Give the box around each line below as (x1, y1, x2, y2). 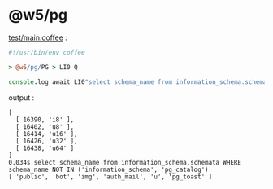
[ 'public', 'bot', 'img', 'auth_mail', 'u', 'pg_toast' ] (8, 173, 213, 181)
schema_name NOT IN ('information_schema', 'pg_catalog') (8, 165, 209, 174)
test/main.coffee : (8, 33, 67, 42)
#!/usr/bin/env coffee (8, 48, 85, 56)
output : (8, 92, 35, 103)
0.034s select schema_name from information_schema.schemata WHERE (8, 158, 242, 166)
